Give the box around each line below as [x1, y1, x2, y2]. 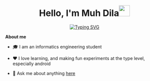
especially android [12, 60, 51, 66]
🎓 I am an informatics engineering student [12, 43, 102, 49]
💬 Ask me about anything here [12, 70, 76, 76]
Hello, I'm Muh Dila [39, 7, 119, 19]
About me [5, 33, 27, 39]
